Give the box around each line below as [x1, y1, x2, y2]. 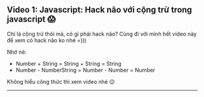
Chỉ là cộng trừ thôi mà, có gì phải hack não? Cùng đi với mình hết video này [7, 30, 197, 37]
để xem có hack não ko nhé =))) [7, 36, 87, 44]
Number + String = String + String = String [15, 60, 122, 67]
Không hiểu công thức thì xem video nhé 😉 [7, 78, 116, 85]
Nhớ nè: [7, 48, 27, 55]
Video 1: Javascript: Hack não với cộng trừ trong [7, 5, 192, 15]
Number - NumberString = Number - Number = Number [15, 66, 156, 74]
